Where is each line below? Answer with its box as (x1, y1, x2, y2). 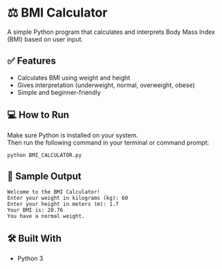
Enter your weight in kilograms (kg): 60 (7, 195, 129, 202)
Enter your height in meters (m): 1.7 (7, 201, 119, 208)
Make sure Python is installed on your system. (7, 131, 138, 139)
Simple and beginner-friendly (17, 88, 102, 96)
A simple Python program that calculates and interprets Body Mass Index (7, 28, 216, 36)
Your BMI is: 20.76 (7, 207, 64, 214)
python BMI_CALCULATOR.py (7, 151, 82, 158)
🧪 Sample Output (7, 170, 82, 182)
